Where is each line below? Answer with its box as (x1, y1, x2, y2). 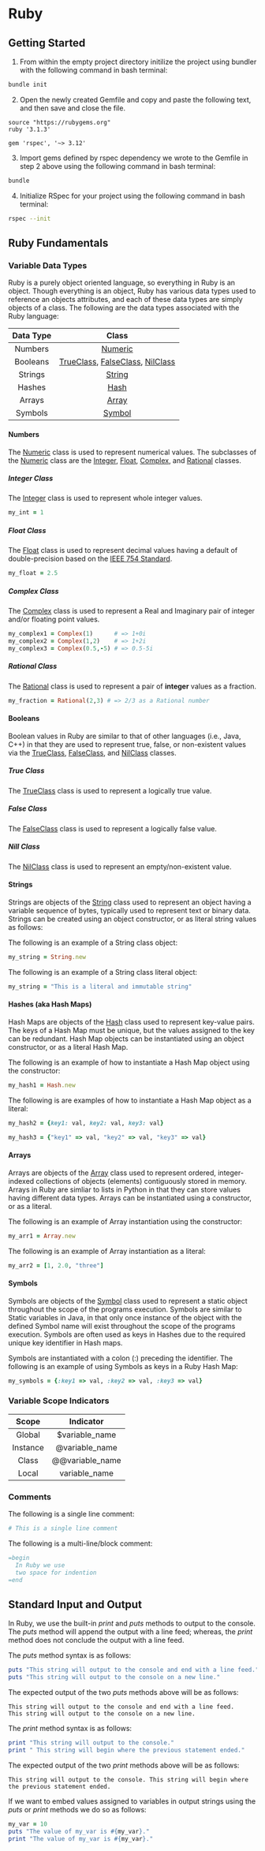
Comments (8, 1491, 51, 1502)
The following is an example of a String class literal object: (8, 967, 198, 976)
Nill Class (8, 842, 41, 852)
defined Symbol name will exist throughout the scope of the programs (8, 1321, 236, 1330)
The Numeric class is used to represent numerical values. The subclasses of (8, 447, 257, 457)
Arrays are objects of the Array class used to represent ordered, (8, 1168, 217, 1177)
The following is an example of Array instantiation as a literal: (8, 1246, 207, 1256)
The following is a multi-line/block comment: (8, 1539, 153, 1548)
